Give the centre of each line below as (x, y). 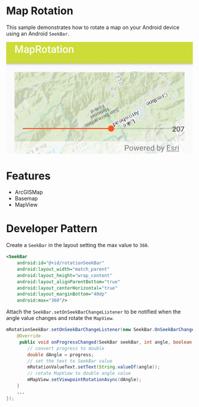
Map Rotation (40, 11)
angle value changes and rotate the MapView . (60, 318)
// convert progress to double (66, 348)
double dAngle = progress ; (61, 355)
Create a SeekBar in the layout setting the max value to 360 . (78, 245)
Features (28, 176)
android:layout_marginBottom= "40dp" (62, 294)
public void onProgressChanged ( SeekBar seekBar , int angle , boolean (106, 342)
